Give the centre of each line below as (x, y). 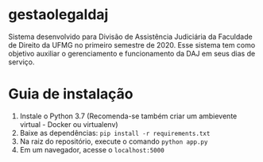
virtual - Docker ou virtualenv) (69, 124)
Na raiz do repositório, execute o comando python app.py (114, 141)
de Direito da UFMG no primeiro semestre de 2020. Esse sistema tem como (132, 44)
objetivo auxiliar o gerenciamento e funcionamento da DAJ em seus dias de (132, 53)
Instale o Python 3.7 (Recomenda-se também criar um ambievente (128, 116)
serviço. (21, 62)
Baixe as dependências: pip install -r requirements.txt (115, 133)
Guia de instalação (71, 94)
